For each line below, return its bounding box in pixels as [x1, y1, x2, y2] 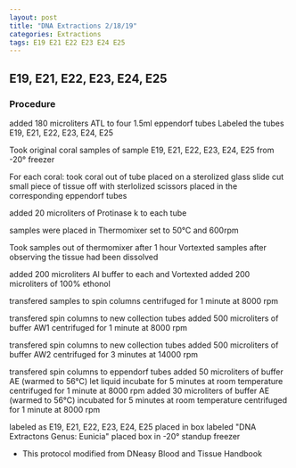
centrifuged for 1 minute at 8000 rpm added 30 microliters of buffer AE [9, 385, 270, 396]
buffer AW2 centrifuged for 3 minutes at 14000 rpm [9, 349, 199, 359]
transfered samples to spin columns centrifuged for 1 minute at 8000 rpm [9, 295, 279, 306]
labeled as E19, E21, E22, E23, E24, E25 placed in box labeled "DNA [9, 421, 257, 432]
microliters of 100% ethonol [9, 278, 111, 289]
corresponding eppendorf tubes [9, 190, 127, 201]
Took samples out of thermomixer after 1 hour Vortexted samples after [9, 242, 267, 252]
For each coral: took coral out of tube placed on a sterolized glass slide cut [9, 171, 284, 182]
